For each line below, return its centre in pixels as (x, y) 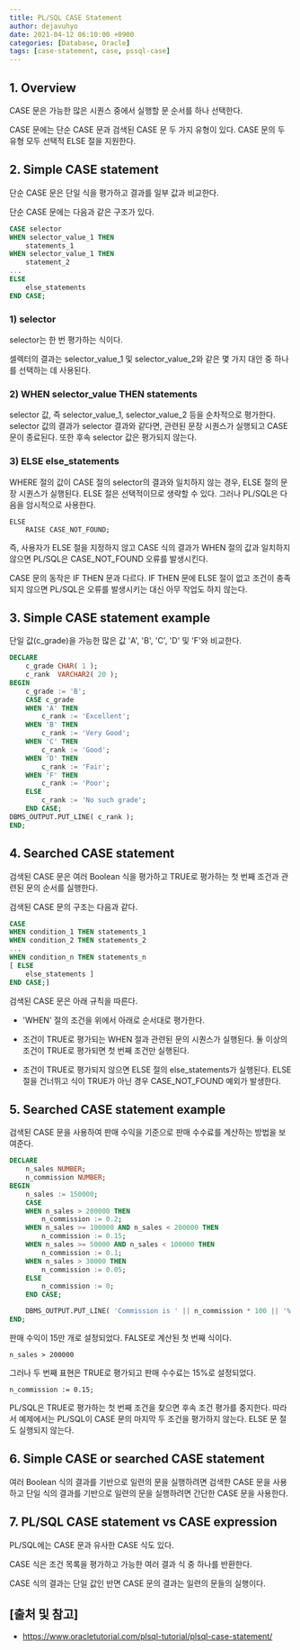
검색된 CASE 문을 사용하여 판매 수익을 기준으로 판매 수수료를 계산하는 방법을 (143, 1133)
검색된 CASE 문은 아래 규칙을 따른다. (74, 1000)
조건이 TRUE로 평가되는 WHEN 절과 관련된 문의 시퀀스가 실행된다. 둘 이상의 (155, 1039)
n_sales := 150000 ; (62, 1194)
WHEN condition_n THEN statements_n (78, 957)
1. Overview (43, 88)
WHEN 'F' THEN (52, 775)
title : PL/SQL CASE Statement (66, 18)
